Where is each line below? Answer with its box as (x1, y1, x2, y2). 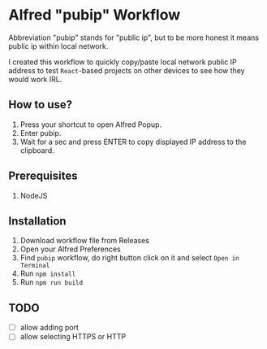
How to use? (8, 98, 73, 111)
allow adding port (19, 323, 80, 333)
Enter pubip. (19, 128, 62, 137)
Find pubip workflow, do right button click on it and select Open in (19, 253, 239, 263)
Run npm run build (19, 277, 84, 287)
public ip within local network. (8, 41, 109, 50)
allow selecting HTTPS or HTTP (19, 332, 127, 342)
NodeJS (19, 190, 48, 200)
